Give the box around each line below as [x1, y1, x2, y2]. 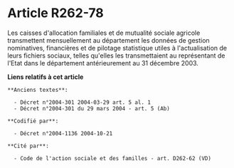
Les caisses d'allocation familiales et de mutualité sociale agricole [7, 28, 201, 37]
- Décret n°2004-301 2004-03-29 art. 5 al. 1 [14, 98, 151, 106]
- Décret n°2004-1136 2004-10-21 [14, 130, 113, 137]
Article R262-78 [7, 5, 105, 21]
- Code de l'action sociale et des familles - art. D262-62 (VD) [14, 154, 212, 162]
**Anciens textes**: [7, 86, 69, 93]
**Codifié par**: [7, 117, 59, 125]
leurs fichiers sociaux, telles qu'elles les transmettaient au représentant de [7, 51, 225, 60]
